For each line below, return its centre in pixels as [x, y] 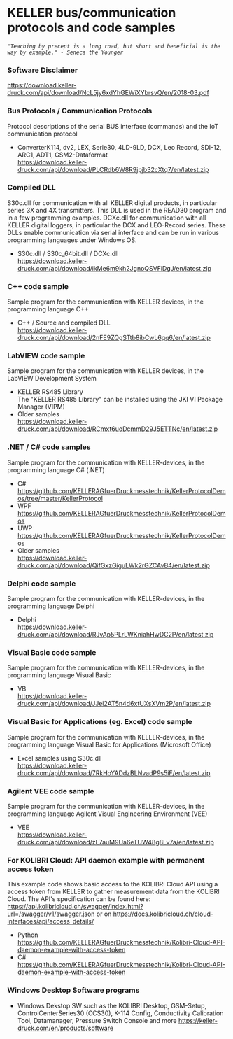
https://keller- [198, 1020]
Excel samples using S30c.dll [59, 758]
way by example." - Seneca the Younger [65, 52]
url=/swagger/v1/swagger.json [51, 914]
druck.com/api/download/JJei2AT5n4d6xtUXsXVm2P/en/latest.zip [114, 704]
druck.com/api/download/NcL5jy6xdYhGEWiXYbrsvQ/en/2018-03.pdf [108, 93]
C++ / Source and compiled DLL [64, 323]
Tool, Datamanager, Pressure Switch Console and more [97, 1020]
